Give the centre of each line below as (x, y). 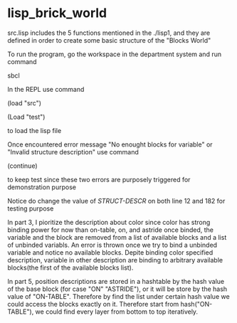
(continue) (22, 166)
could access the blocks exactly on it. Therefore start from (93, 304)
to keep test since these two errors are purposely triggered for (99, 179)
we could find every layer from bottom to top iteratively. (116, 312)
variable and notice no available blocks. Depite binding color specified (110, 252)
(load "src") (24, 103)
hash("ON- (196, 304)
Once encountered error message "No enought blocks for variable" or (110, 144)
